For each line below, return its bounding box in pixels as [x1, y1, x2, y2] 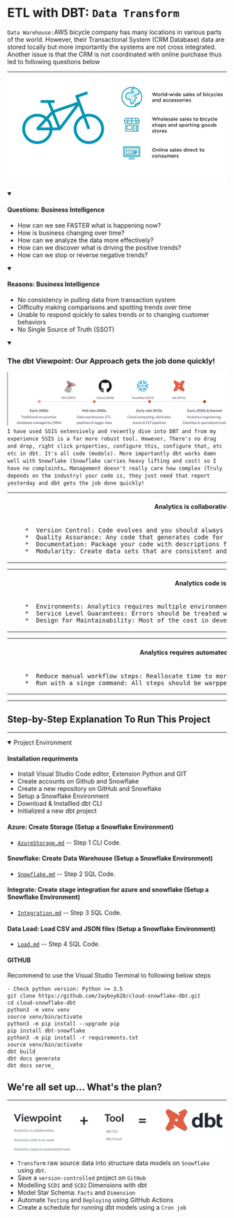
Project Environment [13, 738, 72, 747]
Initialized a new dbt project [17, 806, 97, 815]
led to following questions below [7, 57, 100, 65]
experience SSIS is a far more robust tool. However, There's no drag [7, 435, 217, 443]
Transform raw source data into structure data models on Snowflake [17, 1159, 210, 1167]
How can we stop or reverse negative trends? [17, 251, 148, 259]
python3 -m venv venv [7, 1006, 70, 1014]
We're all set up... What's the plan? [7, 1081, 162, 1093]
